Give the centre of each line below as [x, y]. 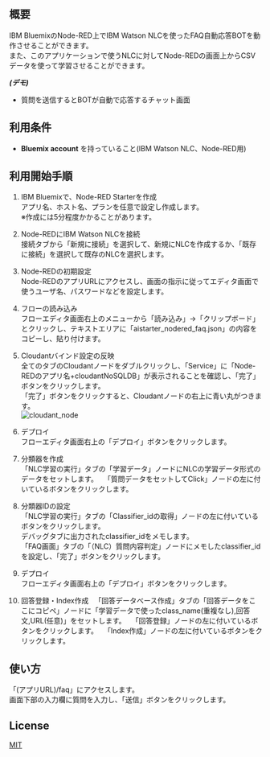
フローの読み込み [49, 309]
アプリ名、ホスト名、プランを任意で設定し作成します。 [112, 207]
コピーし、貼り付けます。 [63, 339]
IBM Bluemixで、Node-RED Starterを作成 [89, 197]
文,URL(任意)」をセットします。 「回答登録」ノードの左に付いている [136, 621]
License [29, 725]
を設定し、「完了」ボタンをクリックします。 [93, 557]
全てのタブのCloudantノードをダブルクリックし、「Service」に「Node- [138, 366]
